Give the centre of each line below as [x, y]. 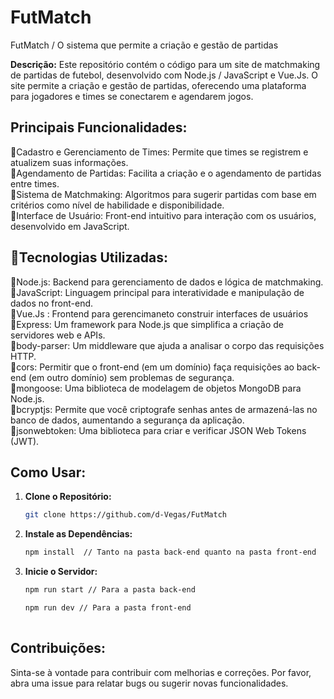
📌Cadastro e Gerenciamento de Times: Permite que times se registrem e [159, 152]
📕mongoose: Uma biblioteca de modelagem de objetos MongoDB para [156, 388]
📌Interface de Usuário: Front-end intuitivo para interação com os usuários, [163, 215]
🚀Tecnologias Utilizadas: [89, 257]
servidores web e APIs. [58, 335]
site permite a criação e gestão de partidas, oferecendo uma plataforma [158, 85]
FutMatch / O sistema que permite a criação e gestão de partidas [144, 45]
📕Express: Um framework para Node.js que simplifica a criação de [147, 324]
